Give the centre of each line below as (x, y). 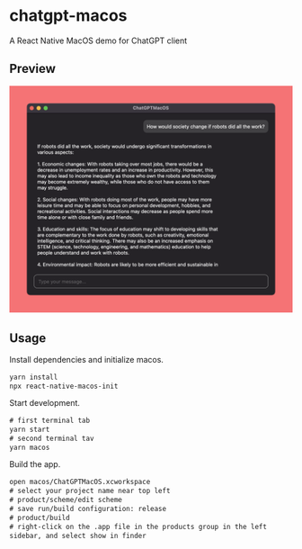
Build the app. (35, 464)
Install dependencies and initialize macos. (87, 360)
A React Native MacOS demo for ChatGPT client (98, 40)
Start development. (45, 403)
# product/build (40, 518)
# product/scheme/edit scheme (66, 500)
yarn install (34, 378)
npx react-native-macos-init (64, 387)
